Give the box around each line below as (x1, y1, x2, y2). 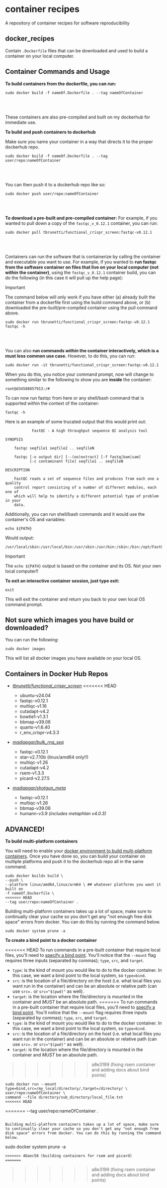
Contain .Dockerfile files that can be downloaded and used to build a (5, 47, 148, 53)
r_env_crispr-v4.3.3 (19, 730, 60, 736)
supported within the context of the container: (5, 400, 99, 406)
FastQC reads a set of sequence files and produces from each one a (14, 476, 159, 481)
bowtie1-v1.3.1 (19, 714, 48, 720)
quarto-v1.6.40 (19, 724, 51, 731)
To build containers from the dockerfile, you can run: (5, 81, 117, 87)
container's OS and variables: (5, 516, 66, 522)
